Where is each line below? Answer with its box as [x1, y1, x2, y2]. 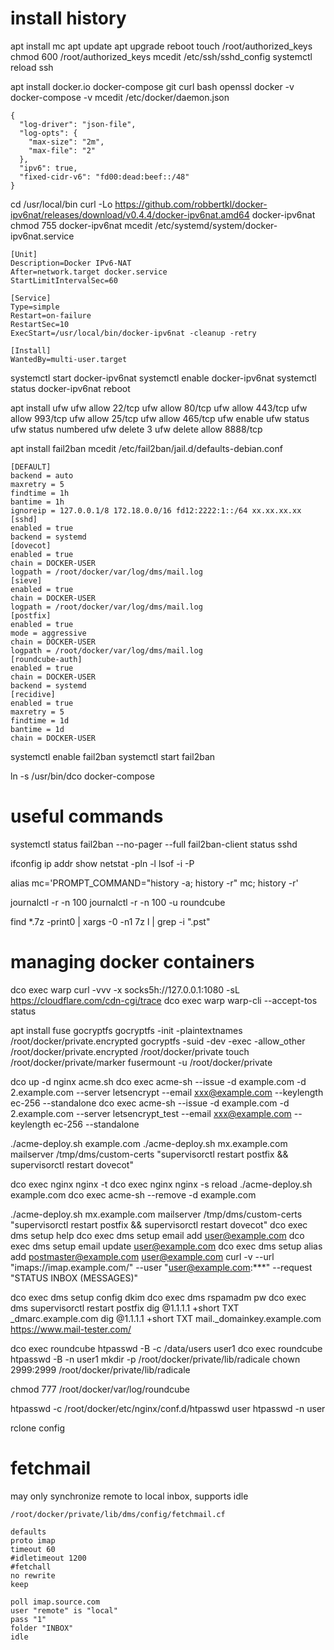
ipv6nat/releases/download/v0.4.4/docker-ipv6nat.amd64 [10, 208, 250, 221]
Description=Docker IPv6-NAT [10, 258, 132, 268]
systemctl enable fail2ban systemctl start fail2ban [10, 750, 216, 762]
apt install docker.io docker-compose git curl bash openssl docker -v [10, 80, 295, 92]
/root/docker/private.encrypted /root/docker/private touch [10, 1045, 250, 1057]
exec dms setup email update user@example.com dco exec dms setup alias [10, 1240, 323, 1252]
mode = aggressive [10, 628, 87, 638]
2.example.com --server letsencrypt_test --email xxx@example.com [10, 1107, 292, 1119]
